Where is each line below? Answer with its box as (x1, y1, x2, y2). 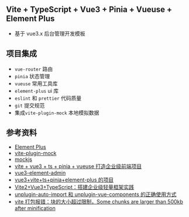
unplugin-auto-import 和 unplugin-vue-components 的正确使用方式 (14, 191, 177, 198)
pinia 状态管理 (14, 72, 50, 79)
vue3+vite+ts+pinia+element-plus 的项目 (14, 176, 114, 183)
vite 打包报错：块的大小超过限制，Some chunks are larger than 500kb (14, 198, 183, 205)
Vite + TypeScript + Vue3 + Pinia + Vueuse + (6, 5, 173, 15)
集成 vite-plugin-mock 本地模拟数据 (14, 109, 99, 116)
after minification (14, 205, 56, 212)
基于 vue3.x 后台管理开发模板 (14, 30, 85, 37)
